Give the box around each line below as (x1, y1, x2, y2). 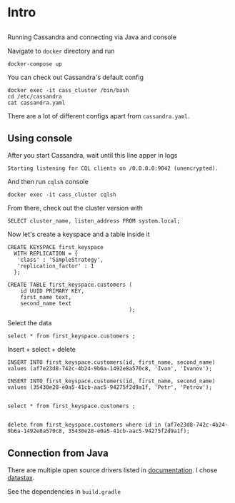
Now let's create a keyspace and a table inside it (7, 230, 150, 239)
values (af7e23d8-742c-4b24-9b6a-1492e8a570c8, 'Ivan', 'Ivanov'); (7, 365, 213, 372)
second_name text (20, 300, 72, 308)
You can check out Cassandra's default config (7, 73, 144, 81)
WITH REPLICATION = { (14, 250, 79, 258)
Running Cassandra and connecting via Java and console (7, 33, 177, 41)
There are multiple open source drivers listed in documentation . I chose (7, 466, 218, 474)
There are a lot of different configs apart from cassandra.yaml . (7, 111, 190, 120)
